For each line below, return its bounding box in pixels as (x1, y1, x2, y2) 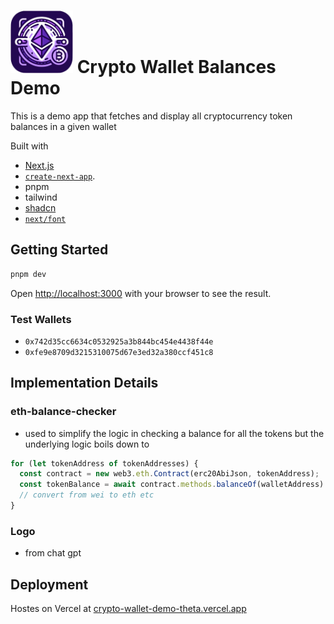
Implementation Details (10, 375, 159, 392)
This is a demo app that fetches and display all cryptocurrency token (10, 110, 293, 122)
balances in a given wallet (10, 120, 117, 132)
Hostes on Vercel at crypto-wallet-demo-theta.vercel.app (10, 603, 247, 615)
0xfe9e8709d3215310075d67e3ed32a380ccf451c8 (24, 347, 214, 357)
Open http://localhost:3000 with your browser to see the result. (10, 287, 272, 299)
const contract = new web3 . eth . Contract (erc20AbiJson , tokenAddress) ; (19, 469, 320, 479)
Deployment (10, 576, 89, 593)
